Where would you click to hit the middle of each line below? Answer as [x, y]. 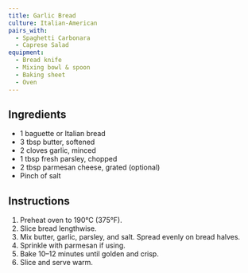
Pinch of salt [40, 176]
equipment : [26, 53]
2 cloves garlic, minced [58, 150]
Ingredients [37, 114]
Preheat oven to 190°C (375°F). [71, 220]
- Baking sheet [41, 75]
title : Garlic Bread [43, 16]
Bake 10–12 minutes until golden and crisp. [89, 254]
